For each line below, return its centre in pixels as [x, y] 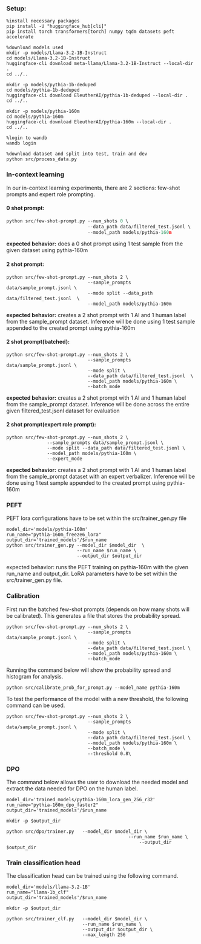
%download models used [35, 48]
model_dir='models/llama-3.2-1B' [48, 887]
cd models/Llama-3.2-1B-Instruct [48, 58]
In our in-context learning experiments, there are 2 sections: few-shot [93, 188]
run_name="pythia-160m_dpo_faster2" [52, 805]
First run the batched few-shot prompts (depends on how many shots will [98, 609]
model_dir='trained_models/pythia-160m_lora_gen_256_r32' [81, 799]
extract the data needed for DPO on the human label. [72, 788]
